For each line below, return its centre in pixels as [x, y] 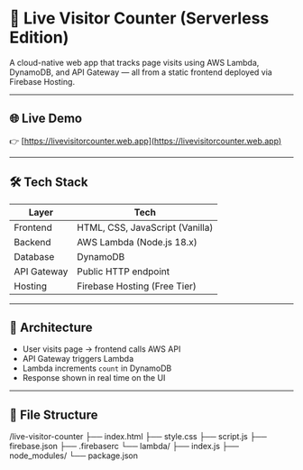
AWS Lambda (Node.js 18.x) [137, 242]
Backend [32, 242]
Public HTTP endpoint [123, 272]
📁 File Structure [54, 415]
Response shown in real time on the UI [94, 378]
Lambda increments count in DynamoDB [97, 368]
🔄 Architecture [51, 327]
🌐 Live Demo [46, 119]
